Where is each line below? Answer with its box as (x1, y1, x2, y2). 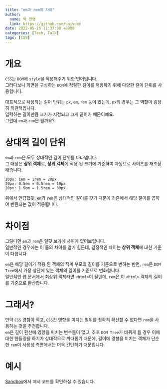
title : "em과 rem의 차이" (5, 7, 55, 12)
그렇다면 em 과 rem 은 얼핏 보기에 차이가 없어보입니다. (5, 238, 106, 244)
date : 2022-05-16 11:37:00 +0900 (5, 26, 75, 31)
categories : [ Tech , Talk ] (5, 30, 59, 35)
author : (5, 12, 21, 17)
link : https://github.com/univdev (9, 21, 81, 26)
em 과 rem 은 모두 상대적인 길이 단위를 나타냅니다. (5, 154, 98, 160)
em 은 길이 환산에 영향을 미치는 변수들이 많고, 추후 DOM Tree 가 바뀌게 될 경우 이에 (5, 329, 161, 335)
